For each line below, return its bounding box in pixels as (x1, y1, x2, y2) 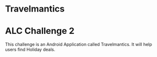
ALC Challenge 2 (5, 26, 75, 37)
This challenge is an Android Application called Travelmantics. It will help (5, 42, 152, 47)
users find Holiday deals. (5, 47, 55, 53)
